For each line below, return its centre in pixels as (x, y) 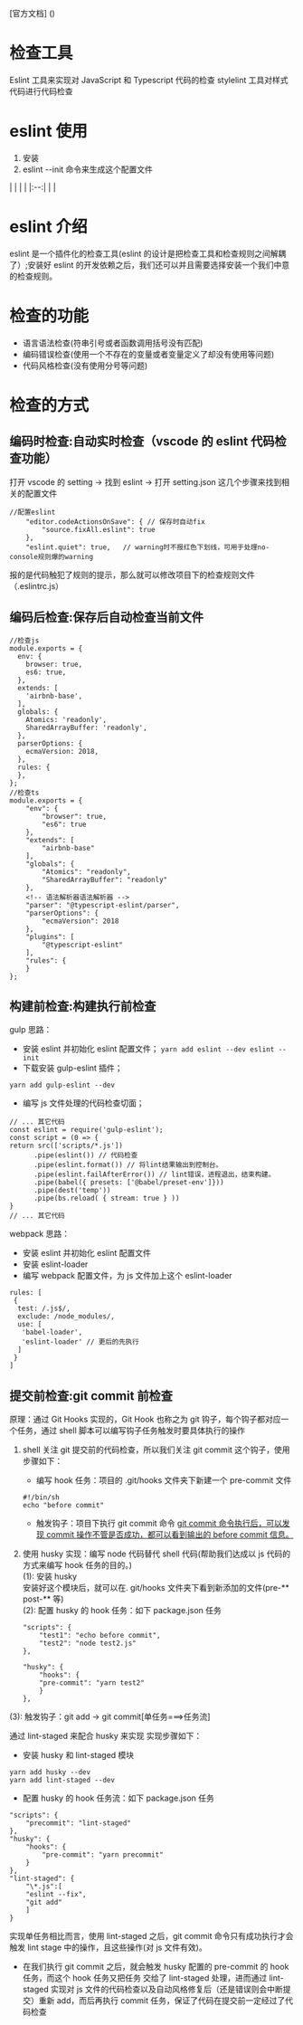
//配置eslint (33, 512)
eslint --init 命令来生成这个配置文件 (88, 169)
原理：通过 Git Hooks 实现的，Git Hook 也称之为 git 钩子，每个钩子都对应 (146, 1420)
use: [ (30, 1325)
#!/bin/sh (41, 1497)
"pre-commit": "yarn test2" (92, 1683)
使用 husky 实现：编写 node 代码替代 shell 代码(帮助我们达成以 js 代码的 (156, 1554)
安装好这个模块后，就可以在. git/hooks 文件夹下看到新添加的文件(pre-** (156, 1588)
